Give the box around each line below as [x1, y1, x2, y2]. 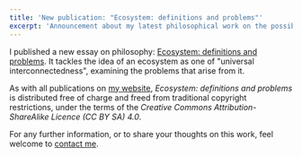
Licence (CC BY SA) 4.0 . [50, 111, 142, 122]
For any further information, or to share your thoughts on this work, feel [9, 128, 274, 139]
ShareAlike [9, 111, 49, 122]
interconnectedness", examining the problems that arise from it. [9, 65, 245, 76]
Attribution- [214, 101, 257, 112]
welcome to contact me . [9, 138, 99, 149]
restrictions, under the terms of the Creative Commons [9, 101, 213, 112]
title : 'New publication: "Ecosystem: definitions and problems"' [9, 13, 263, 22]
